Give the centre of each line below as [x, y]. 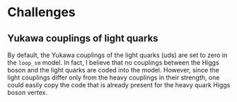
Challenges [41, 12]
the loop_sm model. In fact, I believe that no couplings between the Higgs [113, 63]
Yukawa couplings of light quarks [83, 38]
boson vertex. [28, 93]
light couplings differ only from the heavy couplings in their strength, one [114, 77]
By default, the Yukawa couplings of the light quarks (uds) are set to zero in [117, 55]
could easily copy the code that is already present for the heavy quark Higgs [119, 85]
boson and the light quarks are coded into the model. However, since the [113, 70]
